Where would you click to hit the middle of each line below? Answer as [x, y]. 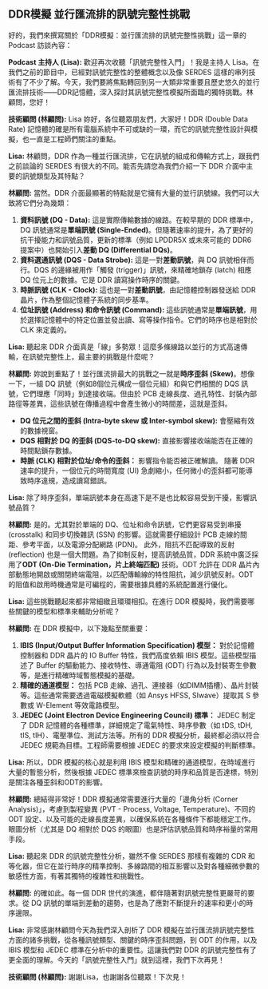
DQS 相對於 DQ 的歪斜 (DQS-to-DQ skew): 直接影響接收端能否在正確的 [136, 440]
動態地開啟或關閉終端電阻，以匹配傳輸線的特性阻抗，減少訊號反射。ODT [134, 574]
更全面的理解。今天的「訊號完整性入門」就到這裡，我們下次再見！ [116, 959]
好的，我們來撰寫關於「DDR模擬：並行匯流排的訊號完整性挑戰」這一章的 [128, 35]
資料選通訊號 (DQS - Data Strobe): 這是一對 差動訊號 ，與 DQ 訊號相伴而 [137, 260]
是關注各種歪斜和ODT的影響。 [58, 782]
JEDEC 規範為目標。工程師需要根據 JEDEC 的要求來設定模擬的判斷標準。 [140, 745]
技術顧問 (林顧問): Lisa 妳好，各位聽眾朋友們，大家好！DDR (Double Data [128, 119]
